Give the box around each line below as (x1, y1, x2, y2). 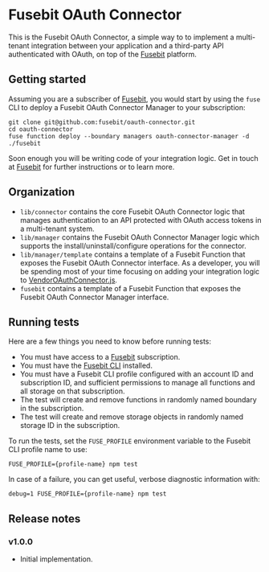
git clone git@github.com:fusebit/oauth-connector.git (8, 118, 196, 126)
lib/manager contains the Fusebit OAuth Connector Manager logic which (19, 232, 259, 242)
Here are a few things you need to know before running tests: (8, 336, 211, 347)
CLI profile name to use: (8, 445, 88, 455)
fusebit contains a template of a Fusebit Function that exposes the (19, 283, 241, 293)
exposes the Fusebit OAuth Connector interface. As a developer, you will (19, 257, 260, 267)
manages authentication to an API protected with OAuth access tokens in (19, 215, 262, 224)
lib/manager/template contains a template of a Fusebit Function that (19, 249, 246, 259)
